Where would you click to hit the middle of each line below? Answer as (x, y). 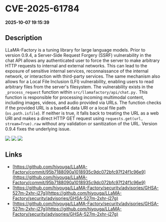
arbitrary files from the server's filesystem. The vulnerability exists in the (79, 87)
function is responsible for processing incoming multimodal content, (75, 97)
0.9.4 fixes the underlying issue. (38, 129)
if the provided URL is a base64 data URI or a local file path (66, 108)
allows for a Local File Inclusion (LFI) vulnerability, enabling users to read (80, 81)
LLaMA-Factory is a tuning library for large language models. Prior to (75, 50)
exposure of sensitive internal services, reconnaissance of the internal (77, 71)
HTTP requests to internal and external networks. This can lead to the (76, 65)
